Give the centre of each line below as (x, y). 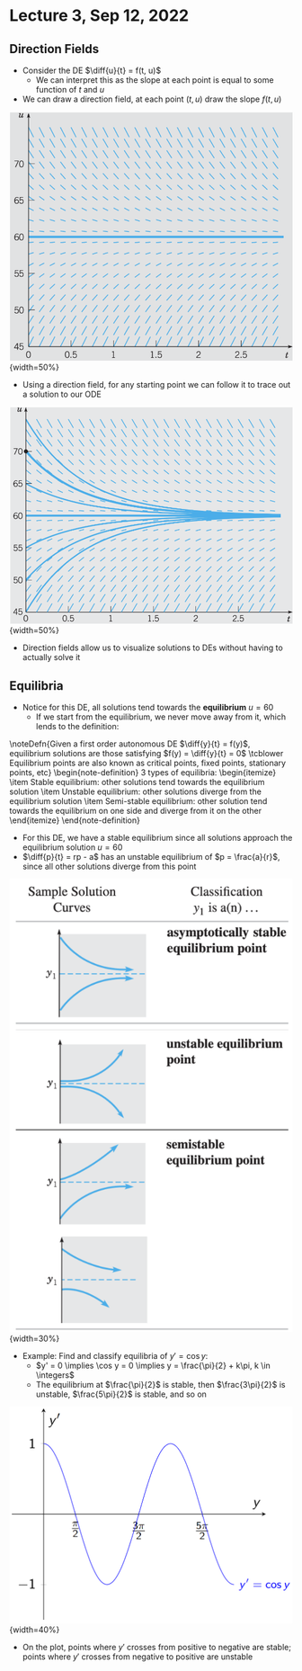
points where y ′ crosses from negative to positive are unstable (138, 1657)
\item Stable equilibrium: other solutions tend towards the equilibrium (137, 782)
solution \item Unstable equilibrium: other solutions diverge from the (136, 791)
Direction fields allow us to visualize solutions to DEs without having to (152, 648)
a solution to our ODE (62, 394)
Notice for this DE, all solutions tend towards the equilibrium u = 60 (148, 708)
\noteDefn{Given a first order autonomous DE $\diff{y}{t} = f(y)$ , (130, 744)
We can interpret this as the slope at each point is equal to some (155, 80)
